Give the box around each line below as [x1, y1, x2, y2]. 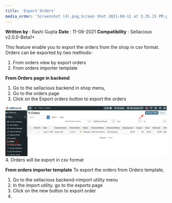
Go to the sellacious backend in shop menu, [12, 85, 105, 91]
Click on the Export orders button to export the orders [12, 96, 126, 102]
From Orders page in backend [5, 75, 70, 81]
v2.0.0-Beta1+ [5, 34, 35, 40]
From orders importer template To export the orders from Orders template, [5, 167, 165, 173]
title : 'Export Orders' [5, 8, 56, 13]
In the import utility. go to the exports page [12, 182, 103, 189]
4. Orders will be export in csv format [5, 157, 84, 163]
